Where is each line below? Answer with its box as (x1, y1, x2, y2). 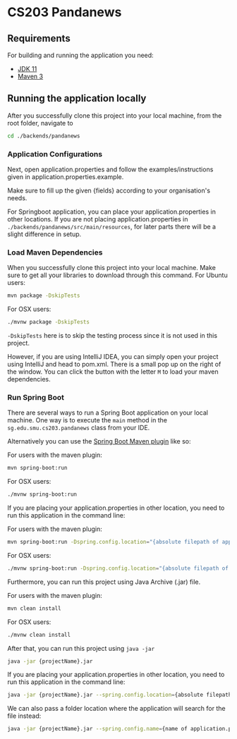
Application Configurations (7, 149, 103, 159)
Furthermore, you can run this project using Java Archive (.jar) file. (7, 578, 201, 586)
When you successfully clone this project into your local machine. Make (7, 264, 217, 272)
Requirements (7, 32, 71, 44)
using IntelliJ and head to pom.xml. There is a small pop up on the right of (7, 360, 221, 369)
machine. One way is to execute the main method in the (7, 416, 168, 425)
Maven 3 (17, 72, 44, 80)
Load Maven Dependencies (7, 248, 103, 257)
